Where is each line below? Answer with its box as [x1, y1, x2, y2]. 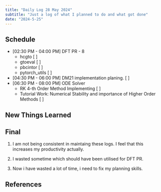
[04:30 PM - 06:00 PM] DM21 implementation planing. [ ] [12, 75, 130, 81]
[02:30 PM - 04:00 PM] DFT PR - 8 [12, 48, 85, 54]
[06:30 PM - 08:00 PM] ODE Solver [12, 80, 86, 86]
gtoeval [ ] [19, 59, 41, 65]
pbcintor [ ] [19, 64, 43, 70]
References [5, 180, 42, 188]
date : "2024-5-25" [5, 16, 43, 21]
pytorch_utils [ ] [19, 69, 52, 75]
